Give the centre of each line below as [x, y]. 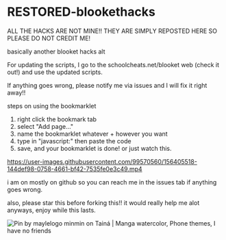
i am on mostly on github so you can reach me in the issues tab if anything [112, 182]
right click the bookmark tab [57, 119]
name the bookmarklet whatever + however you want [92, 134]
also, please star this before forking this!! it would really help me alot [103, 202]
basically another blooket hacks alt [56, 51]
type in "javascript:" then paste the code [74, 141]
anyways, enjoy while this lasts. [51, 210]
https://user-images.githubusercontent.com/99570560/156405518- [102, 161]
